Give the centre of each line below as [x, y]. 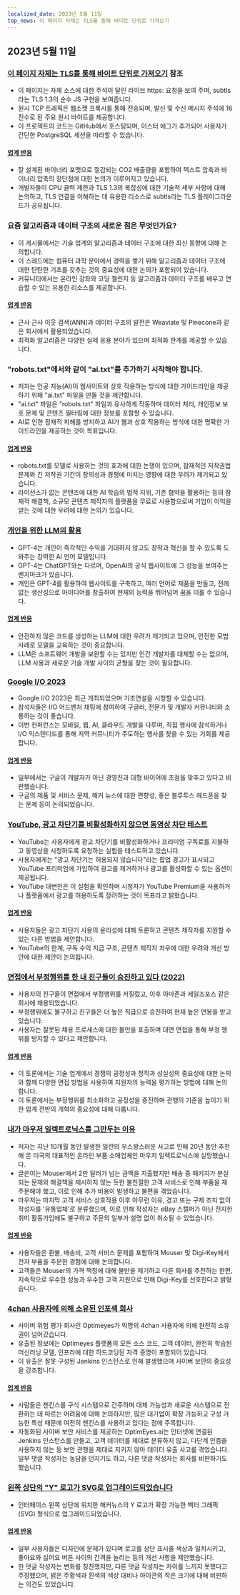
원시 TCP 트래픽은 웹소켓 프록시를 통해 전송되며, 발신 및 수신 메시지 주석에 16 [125, 109]
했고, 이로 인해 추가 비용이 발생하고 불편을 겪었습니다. [117, 1191]
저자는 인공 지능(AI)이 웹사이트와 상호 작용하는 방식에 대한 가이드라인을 [116, 386]
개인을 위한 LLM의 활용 [45, 530]
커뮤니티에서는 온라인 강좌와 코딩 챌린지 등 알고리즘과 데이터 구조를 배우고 [121, 278]
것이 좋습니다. [56, 716]
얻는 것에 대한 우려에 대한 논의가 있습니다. [76, 510]
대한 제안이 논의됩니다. [63, 957]
